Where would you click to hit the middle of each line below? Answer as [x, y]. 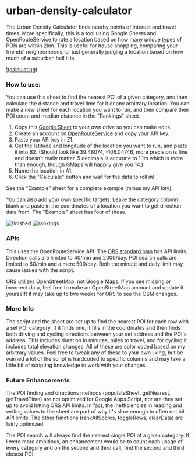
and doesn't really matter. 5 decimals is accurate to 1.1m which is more [99, 158]
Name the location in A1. [43, 171]
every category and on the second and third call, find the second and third [95, 448]
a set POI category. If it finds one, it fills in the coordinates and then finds [93, 327]
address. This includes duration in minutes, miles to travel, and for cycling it [97, 340]
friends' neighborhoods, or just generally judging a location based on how [95, 51]
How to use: [23, 84]
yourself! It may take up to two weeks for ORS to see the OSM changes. [92, 294]
